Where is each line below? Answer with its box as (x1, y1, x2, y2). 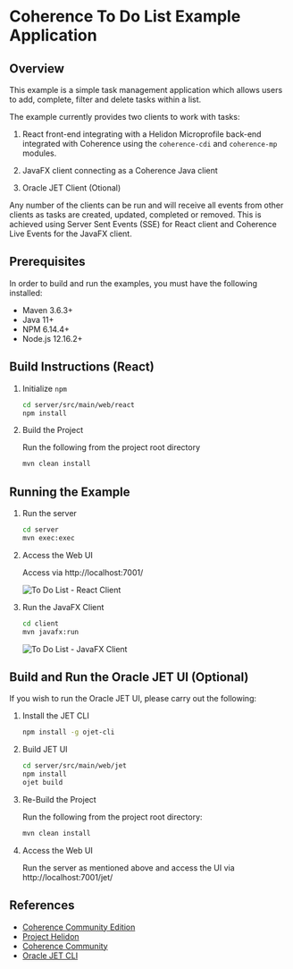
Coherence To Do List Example (9, 6, 241, 27)
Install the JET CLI (21, 710, 89, 721)
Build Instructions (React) (9, 360, 155, 375)
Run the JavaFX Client (21, 601, 105, 612)
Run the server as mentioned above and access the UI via (21, 862, 235, 873)
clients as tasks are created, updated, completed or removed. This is (9, 209, 262, 220)
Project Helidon (21, 931, 80, 941)
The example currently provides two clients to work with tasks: (9, 112, 240, 122)
